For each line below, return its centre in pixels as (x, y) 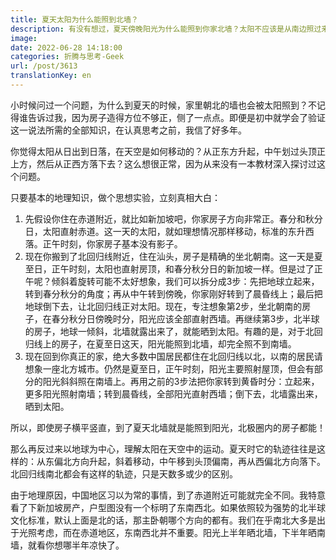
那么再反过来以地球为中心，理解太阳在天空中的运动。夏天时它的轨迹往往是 (163, 448)
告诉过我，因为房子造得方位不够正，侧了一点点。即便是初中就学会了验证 (176, 117)
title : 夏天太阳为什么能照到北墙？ (74, 19)
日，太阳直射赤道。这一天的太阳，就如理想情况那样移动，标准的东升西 (169, 231)
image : (24, 38)
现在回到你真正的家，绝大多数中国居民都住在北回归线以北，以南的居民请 (173, 356)
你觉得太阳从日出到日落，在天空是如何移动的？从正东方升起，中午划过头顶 (163, 151)
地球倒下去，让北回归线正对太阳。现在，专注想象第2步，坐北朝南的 (163, 306)
